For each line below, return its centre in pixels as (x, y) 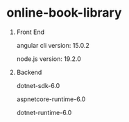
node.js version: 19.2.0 (49, 59)
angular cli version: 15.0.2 (53, 45)
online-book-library (64, 13)
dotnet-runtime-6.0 (44, 112)
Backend (29, 72)
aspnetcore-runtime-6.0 (51, 99)
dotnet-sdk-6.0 (38, 85)
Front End (31, 32)
